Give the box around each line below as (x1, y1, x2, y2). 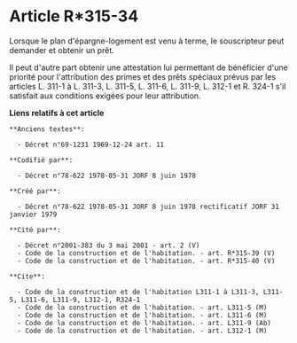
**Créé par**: (9, 186, 62, 196)
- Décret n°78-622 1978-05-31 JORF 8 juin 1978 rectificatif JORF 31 (17, 202, 279, 211)
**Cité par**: (9, 225, 62, 234)
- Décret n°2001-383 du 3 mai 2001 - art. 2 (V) (17, 241, 200, 250)
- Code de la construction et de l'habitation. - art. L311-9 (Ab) (17, 318, 272, 327)
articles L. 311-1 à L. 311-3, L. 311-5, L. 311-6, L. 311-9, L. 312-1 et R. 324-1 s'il (9, 81, 286, 91)
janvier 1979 (9, 210, 58, 219)
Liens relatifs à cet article (9, 107, 105, 118)
